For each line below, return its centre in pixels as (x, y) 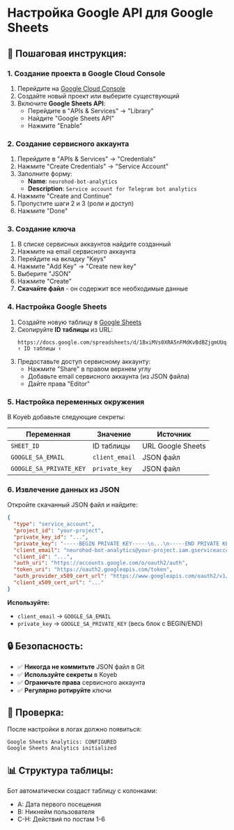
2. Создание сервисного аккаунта (68, 143)
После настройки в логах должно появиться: (75, 729)
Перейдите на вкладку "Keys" (62, 259)
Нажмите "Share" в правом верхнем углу (89, 369)
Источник (174, 435)
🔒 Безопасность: (45, 647)
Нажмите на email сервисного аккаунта (76, 252)
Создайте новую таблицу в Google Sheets (79, 322)
